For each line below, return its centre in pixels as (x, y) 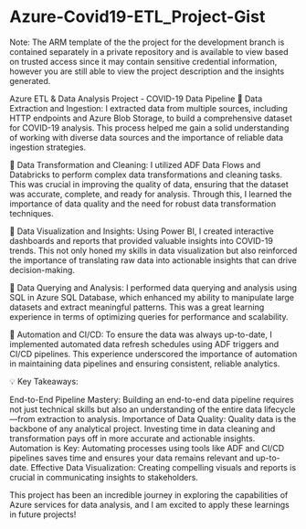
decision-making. (42, 270)
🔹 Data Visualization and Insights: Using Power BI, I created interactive (142, 231)
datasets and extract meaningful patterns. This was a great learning (137, 307)
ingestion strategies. (48, 147)
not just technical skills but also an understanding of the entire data (136, 409)
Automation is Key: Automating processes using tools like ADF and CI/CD (147, 448)
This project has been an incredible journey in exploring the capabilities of (149, 494)
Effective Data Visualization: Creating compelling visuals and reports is (164, 467)
